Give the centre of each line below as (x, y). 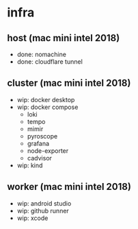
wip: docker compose (47, 107)
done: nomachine (42, 54)
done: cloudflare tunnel (50, 62)
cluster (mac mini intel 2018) (69, 83)
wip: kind (30, 165)
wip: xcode (32, 218)
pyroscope (42, 136)
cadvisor (40, 158)
